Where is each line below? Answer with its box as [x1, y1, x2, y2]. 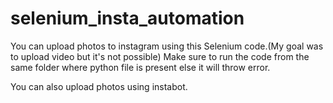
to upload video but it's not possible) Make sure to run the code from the [10, 50, 310, 62]
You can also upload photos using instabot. [10, 80, 188, 92]
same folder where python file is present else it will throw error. [10, 61, 271, 73]
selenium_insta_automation [10, 7, 245, 30]
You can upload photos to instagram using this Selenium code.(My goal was [10, 40, 324, 52]
